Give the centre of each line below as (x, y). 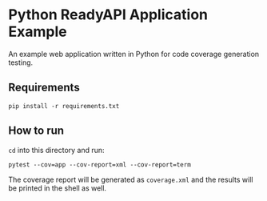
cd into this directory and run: (57, 150)
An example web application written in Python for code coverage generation (134, 54)
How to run (36, 131)
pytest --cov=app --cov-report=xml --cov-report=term (100, 165)
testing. (21, 62)
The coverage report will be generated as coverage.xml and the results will (131, 179)
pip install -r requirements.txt (64, 106)
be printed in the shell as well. (57, 188)
